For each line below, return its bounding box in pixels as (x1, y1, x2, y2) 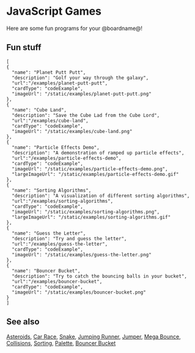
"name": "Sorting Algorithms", (12, 187, 92, 194)
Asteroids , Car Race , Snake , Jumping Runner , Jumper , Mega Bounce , (6, 333, 182, 340)
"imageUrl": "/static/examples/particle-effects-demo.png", (12, 165, 168, 172)
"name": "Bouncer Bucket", (12, 268, 81, 274)
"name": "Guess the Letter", (12, 230, 86, 237)
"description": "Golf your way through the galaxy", (12, 75, 149, 81)
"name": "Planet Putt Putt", (12, 69, 86, 75)
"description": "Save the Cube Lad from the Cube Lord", (12, 112, 160, 118)
